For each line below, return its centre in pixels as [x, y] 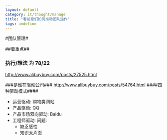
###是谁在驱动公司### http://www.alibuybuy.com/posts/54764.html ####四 [84, 85]
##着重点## [17, 49]
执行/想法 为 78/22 [27, 63]
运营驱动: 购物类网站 [33, 101]
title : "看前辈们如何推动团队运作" [38, 19]
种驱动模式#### [22, 91]
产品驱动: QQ [26, 108]
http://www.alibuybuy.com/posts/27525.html [51, 74]
